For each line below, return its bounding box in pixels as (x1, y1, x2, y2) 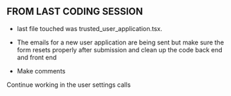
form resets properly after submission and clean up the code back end (16, 45, 223, 54)
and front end (16, 53, 57, 61)
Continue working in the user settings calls (6, 80, 131, 89)
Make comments (16, 66, 66, 75)
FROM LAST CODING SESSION (6, 6, 143, 18)
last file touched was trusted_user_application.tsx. (16, 24, 163, 32)
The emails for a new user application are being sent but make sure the (16, 38, 224, 47)
